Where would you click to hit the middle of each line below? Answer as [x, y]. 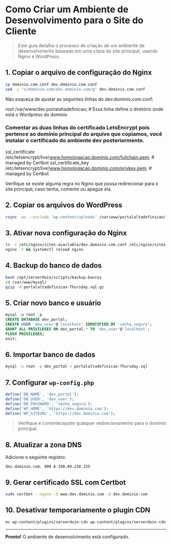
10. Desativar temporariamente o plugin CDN [78, 510]
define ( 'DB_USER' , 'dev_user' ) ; [40, 399]
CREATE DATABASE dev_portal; [36, 320]
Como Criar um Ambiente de [67, 10]
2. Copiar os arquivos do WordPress [64, 205]
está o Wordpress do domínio [36, 115]
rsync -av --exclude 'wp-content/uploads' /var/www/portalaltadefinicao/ [86, 217]
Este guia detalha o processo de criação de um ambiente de [81, 45]
